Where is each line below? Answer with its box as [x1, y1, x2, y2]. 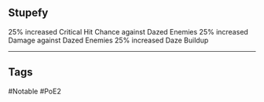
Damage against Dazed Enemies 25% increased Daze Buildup [8, 35, 209, 45]
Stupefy [8, 6, 49, 20]
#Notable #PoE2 [8, 86, 61, 96]
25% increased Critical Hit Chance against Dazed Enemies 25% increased [8, 27, 249, 36]
